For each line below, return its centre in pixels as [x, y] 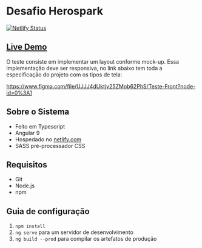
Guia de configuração [48, 211]
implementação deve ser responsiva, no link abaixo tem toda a [84, 68]
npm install [30, 226]
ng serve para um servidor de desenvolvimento [74, 232]
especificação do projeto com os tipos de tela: [64, 75]
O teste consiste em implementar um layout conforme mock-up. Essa [93, 61]
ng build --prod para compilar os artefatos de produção [86, 239]
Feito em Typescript [40, 126]
